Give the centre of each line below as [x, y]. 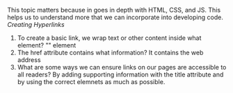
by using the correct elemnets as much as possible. [91, 82]
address [29, 60]
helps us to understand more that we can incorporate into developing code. [115, 17]
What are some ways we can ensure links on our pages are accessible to [122, 67]
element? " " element [47, 45]
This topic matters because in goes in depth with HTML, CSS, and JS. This [114, 10]
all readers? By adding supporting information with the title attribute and [120, 74]
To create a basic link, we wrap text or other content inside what [109, 38]
